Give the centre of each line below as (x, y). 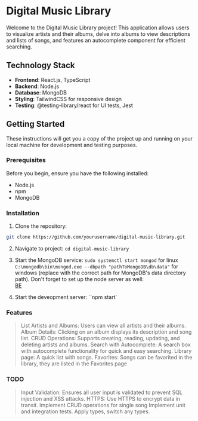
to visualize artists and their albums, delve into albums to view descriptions (98, 33)
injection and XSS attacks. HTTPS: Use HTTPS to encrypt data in (100, 398)
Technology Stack (41, 65)
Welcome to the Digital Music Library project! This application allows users (98, 28)
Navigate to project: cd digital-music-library (72, 249)
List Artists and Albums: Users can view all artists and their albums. (103, 326)
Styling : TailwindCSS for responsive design (68, 99)
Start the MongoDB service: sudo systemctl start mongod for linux (96, 260)
